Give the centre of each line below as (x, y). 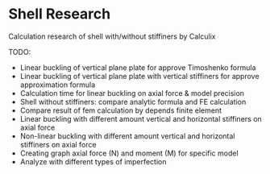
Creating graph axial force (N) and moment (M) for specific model (129, 153)
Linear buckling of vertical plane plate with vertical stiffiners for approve (139, 76)
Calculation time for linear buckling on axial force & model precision (132, 93)
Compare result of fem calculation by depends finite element (121, 110)
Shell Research (60, 14)
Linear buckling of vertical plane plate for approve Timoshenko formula (138, 67)
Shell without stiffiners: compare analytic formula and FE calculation (133, 101)
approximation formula (58, 85)
